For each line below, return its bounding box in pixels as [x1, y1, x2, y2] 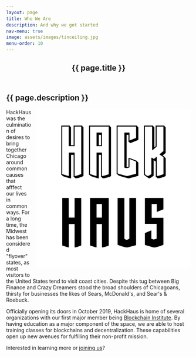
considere [6, 240, 31, 247]
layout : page [6, 9, 38, 15]
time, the [6, 221, 28, 228]
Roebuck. [6, 296, 29, 303]
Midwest [6, 227, 27, 234]
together [6, 146, 27, 153]
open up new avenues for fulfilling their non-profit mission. [6, 333, 148, 340]
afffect [6, 183, 22, 191]
